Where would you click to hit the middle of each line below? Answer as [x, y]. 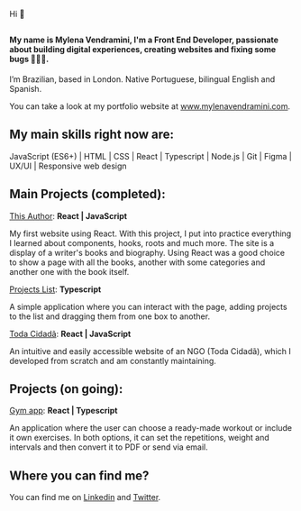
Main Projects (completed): [88, 194]
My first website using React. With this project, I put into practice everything [150, 233]
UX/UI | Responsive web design [68, 166]
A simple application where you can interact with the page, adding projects [148, 306]
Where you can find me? [79, 475]
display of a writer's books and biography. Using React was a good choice [147, 252]
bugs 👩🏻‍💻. [29, 59]
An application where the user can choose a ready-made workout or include [151, 428]
